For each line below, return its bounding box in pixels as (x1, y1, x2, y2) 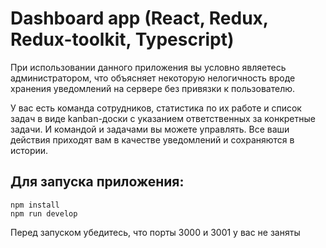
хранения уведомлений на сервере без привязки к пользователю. (10, 82, 296, 94)
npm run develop (10, 208, 78, 219)
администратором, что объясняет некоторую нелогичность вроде (10, 72, 296, 84)
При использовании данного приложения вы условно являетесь (10, 61, 287, 73)
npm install (10, 200, 60, 210)
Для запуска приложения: (10, 173, 185, 191)
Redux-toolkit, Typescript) (10, 28, 235, 51)
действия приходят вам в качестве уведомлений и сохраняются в (10, 133, 295, 146)
